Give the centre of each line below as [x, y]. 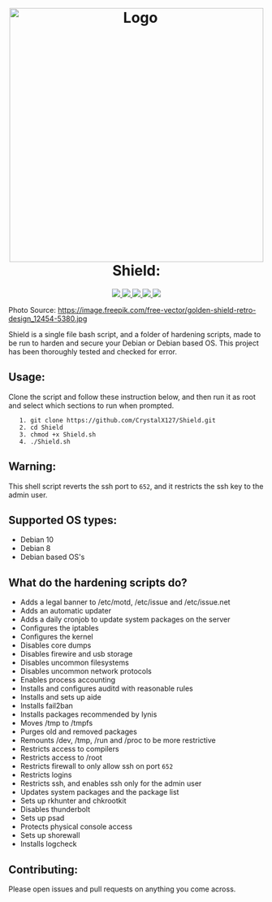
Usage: [27, 377]
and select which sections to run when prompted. [91, 405]
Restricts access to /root [61, 757]
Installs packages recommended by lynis [89, 714]
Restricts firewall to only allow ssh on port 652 [96, 766]
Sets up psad [42, 818]
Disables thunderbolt [55, 809]
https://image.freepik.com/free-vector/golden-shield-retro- [157, 310]
